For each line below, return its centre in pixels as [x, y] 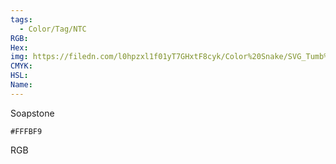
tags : [21, 19]
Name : [21, 85]
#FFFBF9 [26, 131]
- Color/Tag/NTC [53, 29]
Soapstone [32, 113]
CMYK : [21, 66]
